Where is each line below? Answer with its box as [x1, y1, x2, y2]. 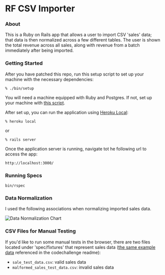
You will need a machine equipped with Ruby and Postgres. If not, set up [5, 94, 152, 100]
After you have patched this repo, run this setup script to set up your [5, 71, 144, 77]
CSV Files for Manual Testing [5, 228, 76, 235]
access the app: [5, 151, 38, 157]
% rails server [5, 137, 36, 142]
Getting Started [5, 60, 43, 67]
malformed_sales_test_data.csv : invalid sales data [12, 264, 114, 270]
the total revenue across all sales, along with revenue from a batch [5, 42, 140, 48]
